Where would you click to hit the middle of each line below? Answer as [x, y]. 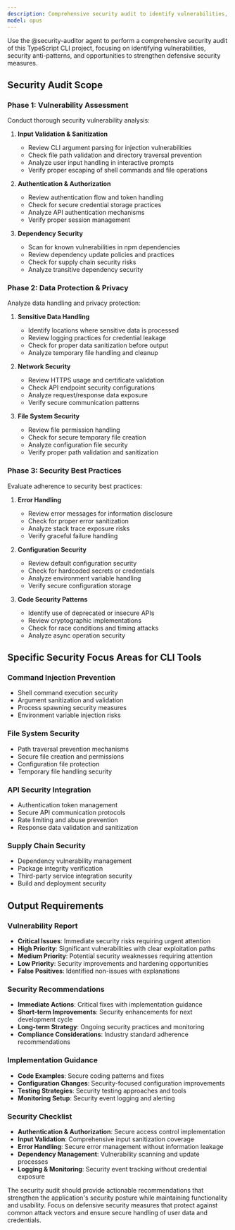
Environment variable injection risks [69, 715]
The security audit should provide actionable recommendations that [106, 1190]
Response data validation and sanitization [78, 828]
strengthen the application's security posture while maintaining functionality [118, 1198]
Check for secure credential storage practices [95, 205]
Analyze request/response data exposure [88, 395]
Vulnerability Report [43, 926]
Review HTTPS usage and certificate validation [96, 380]
